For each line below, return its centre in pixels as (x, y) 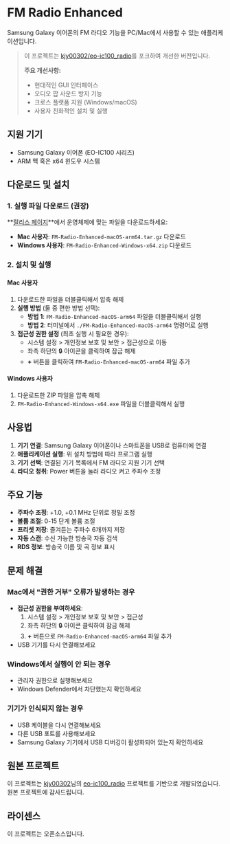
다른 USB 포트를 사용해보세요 (56, 733)
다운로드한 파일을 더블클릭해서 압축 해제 (70, 299)
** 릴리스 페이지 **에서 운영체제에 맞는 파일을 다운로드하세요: (88, 222)
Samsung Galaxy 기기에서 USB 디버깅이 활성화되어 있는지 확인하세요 (110, 742)
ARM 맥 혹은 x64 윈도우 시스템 (59, 161)
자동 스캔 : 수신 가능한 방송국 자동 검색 (67, 538)
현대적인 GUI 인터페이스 (66, 85)
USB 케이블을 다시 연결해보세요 (59, 725)
